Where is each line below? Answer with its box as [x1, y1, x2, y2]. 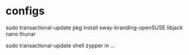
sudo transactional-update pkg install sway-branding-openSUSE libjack [5, 24, 183, 31]
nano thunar [5, 30, 36, 37]
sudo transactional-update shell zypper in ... [5, 42, 116, 49]
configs [5, 4, 45, 18]
